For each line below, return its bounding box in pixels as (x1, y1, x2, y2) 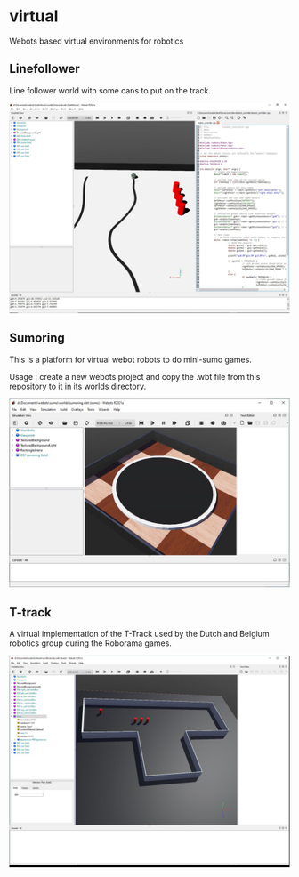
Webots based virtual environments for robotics (9, 36, 184, 46)
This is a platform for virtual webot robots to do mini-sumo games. (9, 354, 252, 365)
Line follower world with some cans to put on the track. (9, 84, 211, 95)
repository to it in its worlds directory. (9, 381, 147, 391)
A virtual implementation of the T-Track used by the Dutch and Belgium (9, 628, 270, 639)
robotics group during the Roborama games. (9, 638, 172, 648)
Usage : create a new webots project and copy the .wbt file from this (9, 371, 261, 382)
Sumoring (9, 331, 65, 346)
